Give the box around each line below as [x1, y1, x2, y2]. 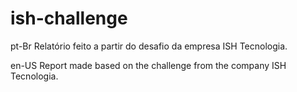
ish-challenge [10, 7, 128, 30]
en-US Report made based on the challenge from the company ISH [10, 59, 287, 71]
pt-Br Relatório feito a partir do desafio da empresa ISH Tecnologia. [10, 40, 288, 52]
